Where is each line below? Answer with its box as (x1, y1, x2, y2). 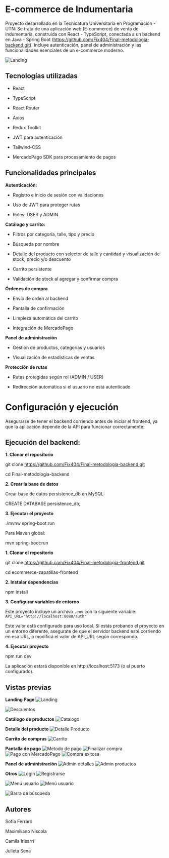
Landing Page (5, 696, 35, 703)
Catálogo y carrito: (5, 221, 45, 227)
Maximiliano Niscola (5, 828, 47, 834)
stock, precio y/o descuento (12, 256, 71, 262)
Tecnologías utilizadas (5, 72, 78, 81)
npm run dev (5, 653, 32, 659)
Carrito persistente (12, 266, 52, 272)
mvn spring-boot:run (5, 540, 48, 546)
